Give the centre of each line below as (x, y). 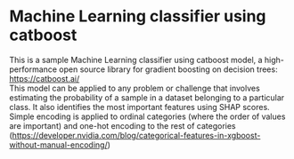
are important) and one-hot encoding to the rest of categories (122, 125)
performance (33, 69)
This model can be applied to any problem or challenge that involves (135, 88)
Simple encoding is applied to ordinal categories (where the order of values (147, 116)
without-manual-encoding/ (59, 145)
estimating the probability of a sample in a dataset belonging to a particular (147, 97)
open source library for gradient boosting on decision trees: (168, 69)
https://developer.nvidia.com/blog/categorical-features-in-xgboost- (136, 135)
